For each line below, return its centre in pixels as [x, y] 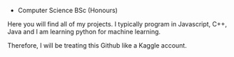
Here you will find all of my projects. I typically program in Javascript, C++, [117, 24]
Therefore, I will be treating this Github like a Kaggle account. [97, 45]
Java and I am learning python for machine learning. [84, 32]
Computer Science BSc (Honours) [67, 10]
